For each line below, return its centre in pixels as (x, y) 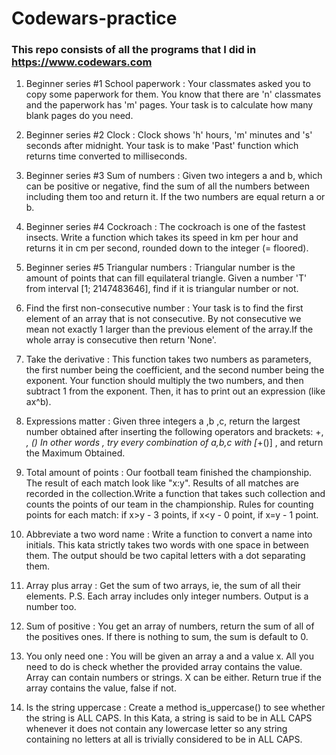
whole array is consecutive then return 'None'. (121, 340)
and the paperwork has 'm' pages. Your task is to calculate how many (169, 105)
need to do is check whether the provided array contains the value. (164, 667)
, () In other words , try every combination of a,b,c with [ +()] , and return (174, 443)
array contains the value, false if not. (101, 688)
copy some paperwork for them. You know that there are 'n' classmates (173, 94)
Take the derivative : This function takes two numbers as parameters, (168, 359)
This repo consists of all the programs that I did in (134, 50)
